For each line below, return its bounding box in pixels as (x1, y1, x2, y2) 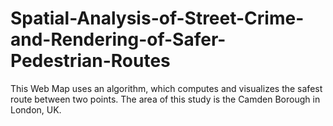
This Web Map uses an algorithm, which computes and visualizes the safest (10, 82, 323, 94)
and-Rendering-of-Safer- (10, 28, 227, 51)
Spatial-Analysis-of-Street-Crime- (10, 7, 305, 30)
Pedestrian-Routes (10, 50, 171, 72)
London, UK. (10, 103, 62, 116)
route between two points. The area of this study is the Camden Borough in (10, 93, 321, 105)
